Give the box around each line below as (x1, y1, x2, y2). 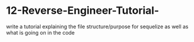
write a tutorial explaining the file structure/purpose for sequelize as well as (6, 23, 189, 30)
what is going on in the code (6, 29, 75, 36)
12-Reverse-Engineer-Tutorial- (6, 4, 159, 17)
